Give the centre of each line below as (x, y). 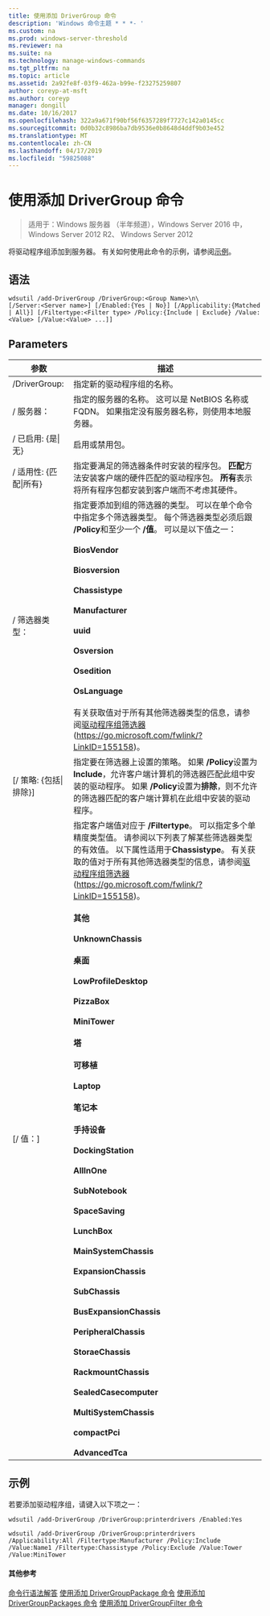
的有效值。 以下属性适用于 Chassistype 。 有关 (160, 850)
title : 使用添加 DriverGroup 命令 (62, 16)
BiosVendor (96, 550)
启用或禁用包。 (102, 444)
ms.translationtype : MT (48, 135)
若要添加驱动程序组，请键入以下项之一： (75, 1504)
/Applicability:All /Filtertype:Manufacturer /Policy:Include (115, 1540)
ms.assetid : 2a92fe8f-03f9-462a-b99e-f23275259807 (95, 83)
